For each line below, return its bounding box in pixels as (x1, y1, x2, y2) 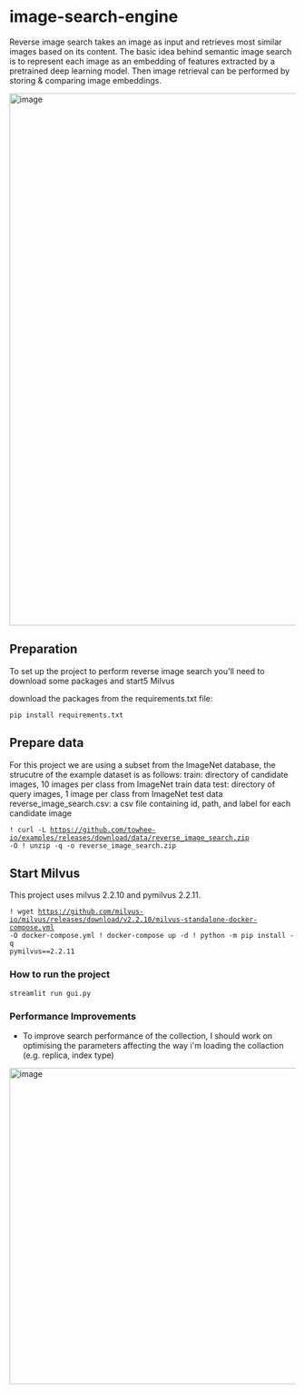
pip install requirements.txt (9, 711, 124, 720)
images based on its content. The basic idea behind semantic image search (9, 45, 292, 56)
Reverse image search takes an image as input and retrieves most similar (9, 36, 282, 47)
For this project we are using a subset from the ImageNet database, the (9, 759, 276, 770)
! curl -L (9, 825, 47, 834)
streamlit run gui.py (9, 989, 92, 998)
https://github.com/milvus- (37, 907, 144, 917)
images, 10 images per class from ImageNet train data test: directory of (9, 779, 275, 790)
